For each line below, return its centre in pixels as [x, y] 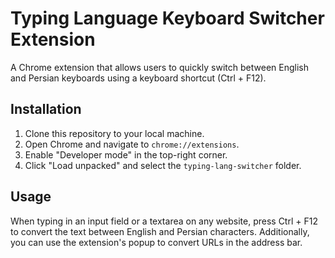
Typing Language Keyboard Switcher [167, 18]
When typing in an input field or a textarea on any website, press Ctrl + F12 [164, 221]
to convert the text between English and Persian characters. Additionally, [160, 231]
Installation [46, 109]
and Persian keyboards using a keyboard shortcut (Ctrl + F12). [138, 78]
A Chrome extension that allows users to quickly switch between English [159, 67]
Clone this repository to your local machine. [114, 133]
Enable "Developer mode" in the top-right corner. [126, 154]
